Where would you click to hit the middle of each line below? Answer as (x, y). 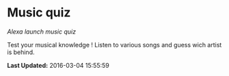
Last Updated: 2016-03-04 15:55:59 (58, 65)
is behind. (21, 52)
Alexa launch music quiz (42, 31)
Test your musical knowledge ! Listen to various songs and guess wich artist (114, 45)
